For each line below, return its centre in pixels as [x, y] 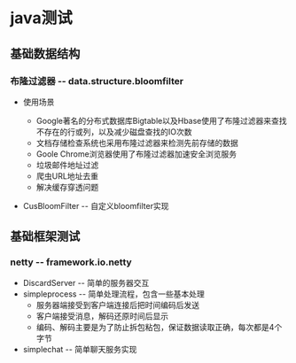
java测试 [42, 18]
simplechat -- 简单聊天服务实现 [80, 349]
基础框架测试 [45, 237]
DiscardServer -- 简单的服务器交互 [86, 282]
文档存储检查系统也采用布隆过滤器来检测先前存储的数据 [137, 143]
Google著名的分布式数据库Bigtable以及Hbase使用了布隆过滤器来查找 [161, 120]
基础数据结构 [45, 54]
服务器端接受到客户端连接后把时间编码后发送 [118, 305]
